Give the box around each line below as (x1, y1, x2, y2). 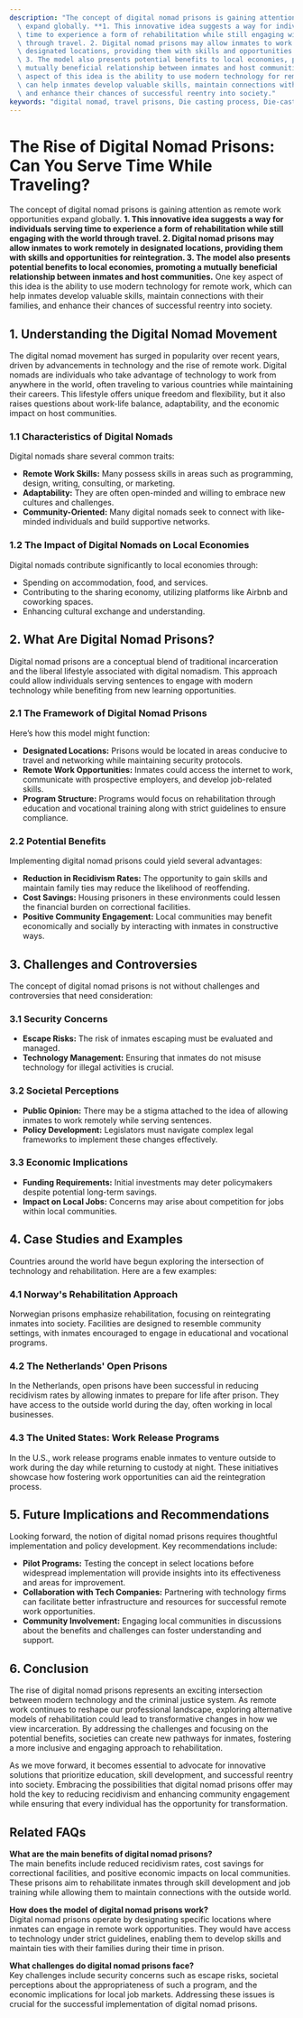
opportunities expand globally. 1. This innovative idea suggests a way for (9, 214, 284, 225)
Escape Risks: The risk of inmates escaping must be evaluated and (22, 1033, 273, 1044)
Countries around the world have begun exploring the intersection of (9, 1256, 264, 1267)
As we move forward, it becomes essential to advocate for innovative (9, 1760, 266, 1771)
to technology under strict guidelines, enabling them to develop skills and (9, 1933, 282, 1944)
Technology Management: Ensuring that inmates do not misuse (22, 1053, 262, 1064)
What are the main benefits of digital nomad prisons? (9, 1848, 213, 1859)
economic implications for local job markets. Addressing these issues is (9, 1988, 275, 2000)
